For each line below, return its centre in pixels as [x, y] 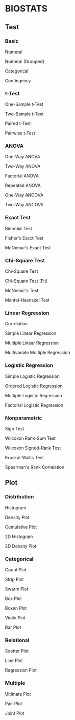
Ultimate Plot [18, 694]
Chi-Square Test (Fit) [26, 281]
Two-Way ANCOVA [25, 205]
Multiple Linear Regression [32, 343]
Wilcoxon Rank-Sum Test [30, 438]
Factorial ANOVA [22, 176]
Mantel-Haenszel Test [27, 300]
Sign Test [15, 428]
